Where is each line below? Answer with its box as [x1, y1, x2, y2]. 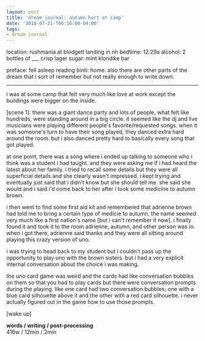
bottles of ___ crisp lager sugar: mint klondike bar [6, 55, 130, 62]
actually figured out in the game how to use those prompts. [6, 298, 155, 306]
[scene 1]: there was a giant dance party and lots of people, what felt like [6, 109, 189, 116]
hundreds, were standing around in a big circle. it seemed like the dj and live [6, 115, 198, 122]
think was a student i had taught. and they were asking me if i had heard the [6, 160, 197, 167]
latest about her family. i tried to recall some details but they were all [6, 166, 178, 174]
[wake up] [6, 310, 32, 317]
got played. [6, 141, 35, 149]
